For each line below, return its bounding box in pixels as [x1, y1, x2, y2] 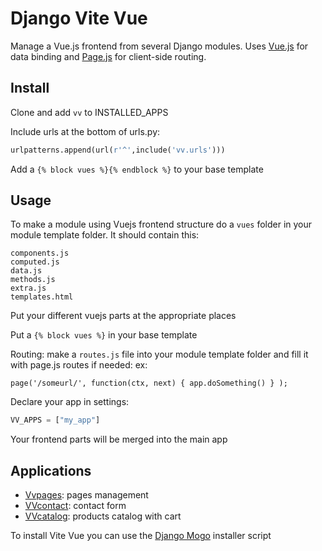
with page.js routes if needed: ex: [10, 359, 148, 371]
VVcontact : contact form [24, 500, 127, 512]
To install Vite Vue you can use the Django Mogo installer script [10, 530, 272, 542]
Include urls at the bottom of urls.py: [10, 125, 161, 137]
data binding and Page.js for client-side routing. [10, 50, 207, 62]
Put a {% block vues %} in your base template [10, 329, 198, 341]
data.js [10, 266, 43, 276]
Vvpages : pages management [24, 489, 149, 501]
